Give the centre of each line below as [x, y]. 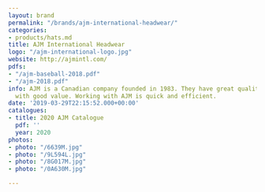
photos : [21, 140]
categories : [28, 30]
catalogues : [28, 111]
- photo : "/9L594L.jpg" [47, 154]
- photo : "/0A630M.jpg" [47, 169]
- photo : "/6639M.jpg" [45, 147]
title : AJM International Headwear [67, 45]
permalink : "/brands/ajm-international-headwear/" [93, 23]
